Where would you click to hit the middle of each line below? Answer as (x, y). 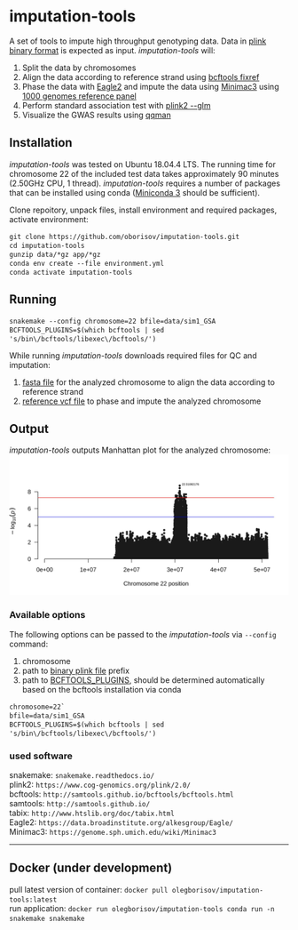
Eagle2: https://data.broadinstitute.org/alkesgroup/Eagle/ (121, 822)
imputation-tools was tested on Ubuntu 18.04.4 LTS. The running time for (143, 164)
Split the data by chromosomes (79, 68)
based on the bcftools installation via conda (102, 689)
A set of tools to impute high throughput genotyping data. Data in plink (138, 41)
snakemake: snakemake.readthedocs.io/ (82, 774)
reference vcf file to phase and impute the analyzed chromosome (141, 401)
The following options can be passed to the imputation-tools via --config (143, 634)
